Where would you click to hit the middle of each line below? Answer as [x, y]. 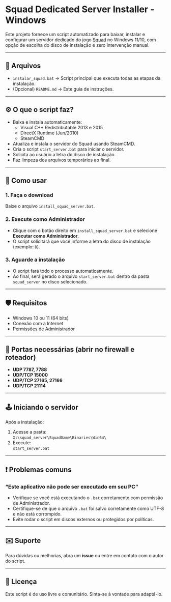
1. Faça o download [29, 195]
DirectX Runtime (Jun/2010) [49, 133]
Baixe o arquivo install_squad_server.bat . [50, 206]
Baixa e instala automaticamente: [47, 122]
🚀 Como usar [26, 180]
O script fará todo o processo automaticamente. [63, 271]
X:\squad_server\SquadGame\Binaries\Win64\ [60, 438]
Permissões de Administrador [44, 329]
